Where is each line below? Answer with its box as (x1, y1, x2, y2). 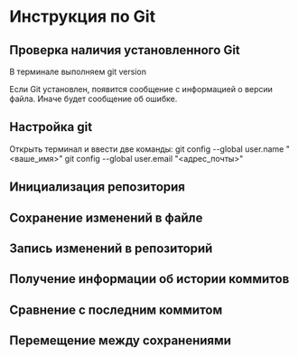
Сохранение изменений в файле (9, 210, 203, 225)
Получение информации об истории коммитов (9, 271, 290, 287)
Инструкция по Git (9, 6, 156, 27)
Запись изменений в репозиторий (9, 240, 213, 256)
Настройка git (9, 119, 93, 135)
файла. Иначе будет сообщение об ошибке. (9, 93, 178, 104)
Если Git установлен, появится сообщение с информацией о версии (9, 84, 274, 94)
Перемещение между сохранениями (9, 333, 232, 349)
